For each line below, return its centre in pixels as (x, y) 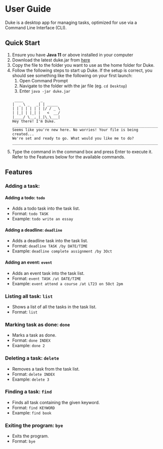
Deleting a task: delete (32, 358)
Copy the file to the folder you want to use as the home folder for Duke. (83, 65)
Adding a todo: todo (25, 197)
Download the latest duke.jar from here (51, 60)
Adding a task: (23, 186)
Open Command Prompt (43, 80)
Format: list (25, 312)
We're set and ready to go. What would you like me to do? (73, 138)
